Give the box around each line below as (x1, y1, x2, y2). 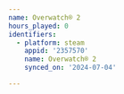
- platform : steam (16, 38, 86, 47)
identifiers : (8, 30, 57, 38)
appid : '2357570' (24, 47, 89, 56)
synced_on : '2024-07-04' (24, 64, 117, 73)
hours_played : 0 (8, 21, 69, 30)
